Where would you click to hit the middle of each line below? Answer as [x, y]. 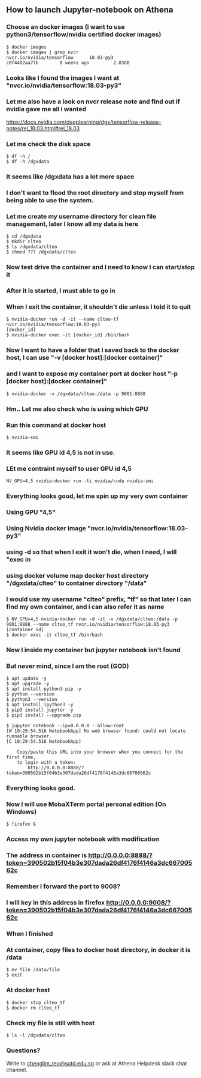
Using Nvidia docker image [46, 528]
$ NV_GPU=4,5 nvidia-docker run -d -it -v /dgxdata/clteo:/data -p [92, 619]
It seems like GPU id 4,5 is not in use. [61, 452]
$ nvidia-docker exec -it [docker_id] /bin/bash [68, 335]
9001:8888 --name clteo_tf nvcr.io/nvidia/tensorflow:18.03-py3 [88, 625]
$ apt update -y [26, 679]
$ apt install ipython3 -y [40, 705]
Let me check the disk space [48, 144]
